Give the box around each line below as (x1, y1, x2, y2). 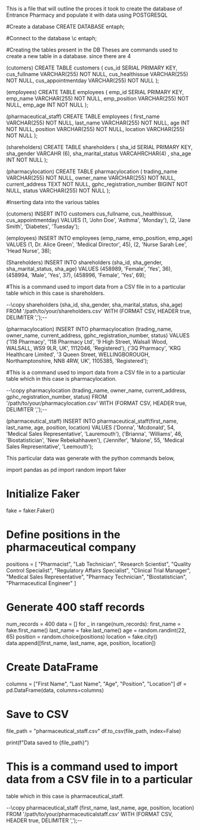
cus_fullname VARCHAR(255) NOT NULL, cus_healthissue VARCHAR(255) (6, 71, 189, 77)
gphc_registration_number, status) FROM (6, 393, 107, 400)
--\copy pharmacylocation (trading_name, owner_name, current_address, (6, 387, 187, 394)
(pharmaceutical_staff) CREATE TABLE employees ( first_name (6, 113, 160, 120)
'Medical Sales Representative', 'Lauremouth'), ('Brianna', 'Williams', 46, (6, 431, 183, 437)
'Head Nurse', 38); (6, 247, 52, 254)
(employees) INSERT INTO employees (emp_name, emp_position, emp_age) (6, 235, 193, 241)
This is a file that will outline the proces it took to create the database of (6, 5, 183, 12)
